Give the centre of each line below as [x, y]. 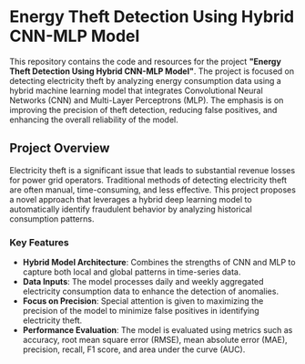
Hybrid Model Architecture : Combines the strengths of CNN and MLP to [159, 263]
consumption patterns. [52, 218]
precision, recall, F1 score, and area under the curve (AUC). [134, 349]
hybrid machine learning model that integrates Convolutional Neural [137, 90]
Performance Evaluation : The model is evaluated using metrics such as [158, 330]
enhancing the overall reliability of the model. [94, 120]
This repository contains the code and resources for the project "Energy [146, 61]
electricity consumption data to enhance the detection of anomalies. [151, 291]
